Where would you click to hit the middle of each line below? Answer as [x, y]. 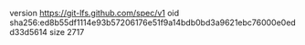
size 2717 [67, 32]
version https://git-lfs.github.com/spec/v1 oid [95, 13]
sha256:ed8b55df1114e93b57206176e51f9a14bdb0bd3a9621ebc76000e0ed [153, 22]
